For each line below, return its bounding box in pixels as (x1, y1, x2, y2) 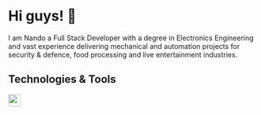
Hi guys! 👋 (8, 7, 77, 25)
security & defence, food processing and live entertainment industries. (8, 50, 238, 59)
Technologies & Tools (8, 72, 116, 86)
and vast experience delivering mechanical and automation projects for (8, 41, 240, 50)
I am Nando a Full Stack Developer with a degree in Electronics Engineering (8, 33, 255, 43)
